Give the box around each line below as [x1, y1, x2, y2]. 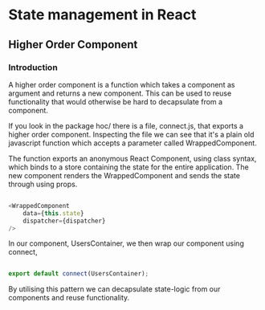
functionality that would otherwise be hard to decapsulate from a [8, 96, 223, 106]
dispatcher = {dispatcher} [22, 217, 106, 225]
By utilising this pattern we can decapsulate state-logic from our [8, 284, 221, 294]
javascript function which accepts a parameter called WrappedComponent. [8, 138, 257, 148]
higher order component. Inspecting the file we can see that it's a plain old [8, 129, 255, 139]
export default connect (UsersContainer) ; [8, 270, 149, 278]
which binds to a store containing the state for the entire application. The [8, 162, 249, 172]
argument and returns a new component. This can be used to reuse [8, 88, 232, 98]
